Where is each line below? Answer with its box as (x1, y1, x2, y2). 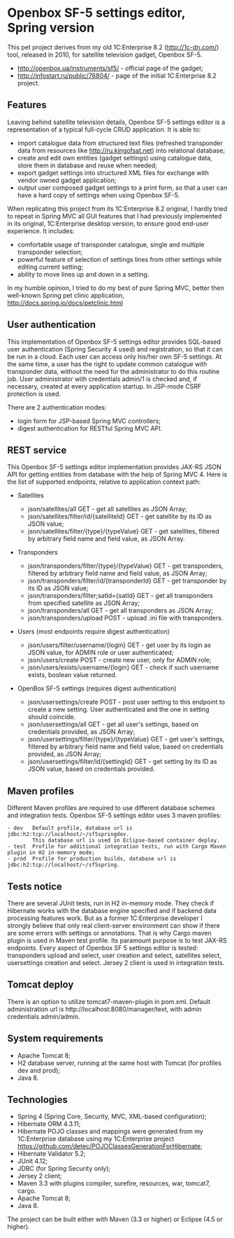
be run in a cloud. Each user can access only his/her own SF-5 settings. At (7, 352, 222, 361)
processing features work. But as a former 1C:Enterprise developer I (7, 914, 203, 922)
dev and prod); (17, 1066, 61, 1074)
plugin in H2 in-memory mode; (7, 849, 96, 856)
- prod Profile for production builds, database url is (7, 856, 177, 863)
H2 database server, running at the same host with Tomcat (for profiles (17, 1059, 222, 1067)
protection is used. (7, 389, 61, 398)
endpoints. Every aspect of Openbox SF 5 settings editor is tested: (7, 944, 198, 952)
